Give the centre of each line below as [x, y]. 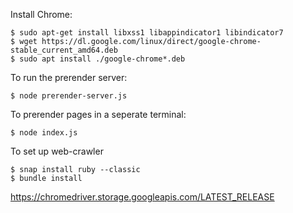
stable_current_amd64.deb [64, 50]
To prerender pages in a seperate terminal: [98, 114]
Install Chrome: [41, 14]
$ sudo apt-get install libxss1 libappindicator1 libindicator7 [147, 33]
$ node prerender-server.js [69, 96]
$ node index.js [44, 133]
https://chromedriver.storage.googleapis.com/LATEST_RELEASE [142, 197]
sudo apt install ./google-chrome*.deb [102, 59]
